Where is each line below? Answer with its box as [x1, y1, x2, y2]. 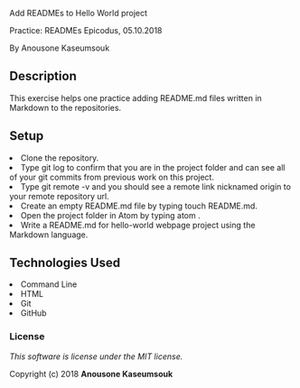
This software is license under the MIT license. [9, 351, 183, 362]
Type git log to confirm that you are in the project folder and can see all [21, 162, 286, 172]
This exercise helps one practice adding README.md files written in [9, 92, 262, 103]
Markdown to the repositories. [9, 102, 122, 113]
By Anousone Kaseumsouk [9, 42, 110, 53]
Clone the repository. [21, 152, 99, 163]
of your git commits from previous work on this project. [9, 171, 215, 182]
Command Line [21, 279, 78, 290]
